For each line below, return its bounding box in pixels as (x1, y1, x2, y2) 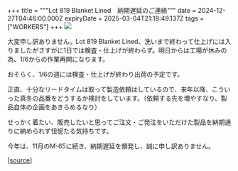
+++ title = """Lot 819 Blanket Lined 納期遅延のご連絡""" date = (7, 6, 197, 14)
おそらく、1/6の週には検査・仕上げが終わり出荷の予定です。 (7, 70, 184, 78)
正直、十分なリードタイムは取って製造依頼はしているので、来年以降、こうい (7, 85, 231, 94)
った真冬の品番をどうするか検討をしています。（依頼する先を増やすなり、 (7, 94, 222, 102)
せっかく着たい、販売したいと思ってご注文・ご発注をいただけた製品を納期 (7, 118, 225, 126)
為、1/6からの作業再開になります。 (7, 55, 109, 63)
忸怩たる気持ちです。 (50, 127, 113, 135)
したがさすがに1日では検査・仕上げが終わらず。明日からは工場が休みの (19, 46, 227, 55)
